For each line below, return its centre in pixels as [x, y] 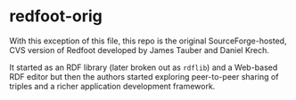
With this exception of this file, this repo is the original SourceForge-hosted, [148, 41]
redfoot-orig [56, 16]
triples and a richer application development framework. [112, 86]
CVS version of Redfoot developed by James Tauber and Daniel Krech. [140, 50]
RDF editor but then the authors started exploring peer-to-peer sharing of [144, 76]
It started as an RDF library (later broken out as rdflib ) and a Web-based [144, 67]
